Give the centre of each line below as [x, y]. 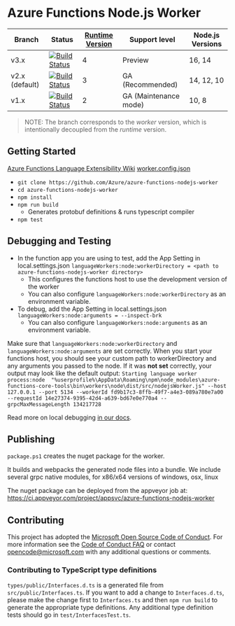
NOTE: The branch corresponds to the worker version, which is [115, 122]
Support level [152, 39]
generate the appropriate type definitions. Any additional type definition [111, 608]
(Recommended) [150, 84]
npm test [30, 220]
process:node [26, 380]
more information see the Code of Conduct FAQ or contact [92, 545]
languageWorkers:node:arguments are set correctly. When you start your [110, 351]
